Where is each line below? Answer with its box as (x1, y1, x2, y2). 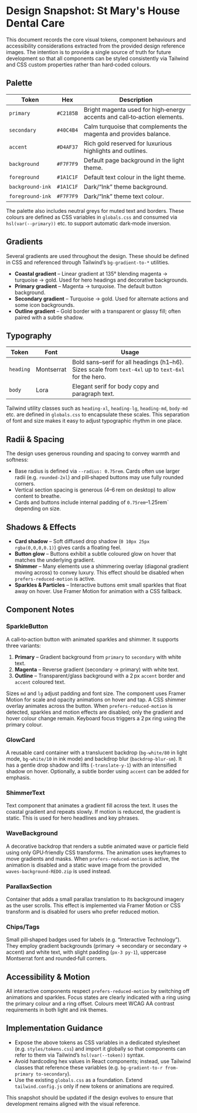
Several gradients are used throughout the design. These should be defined (6, 252, 189, 259)
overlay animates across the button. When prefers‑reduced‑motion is (6, 702, 173, 709)
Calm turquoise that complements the (83, 122, 188, 131)
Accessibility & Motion (6, 972, 90, 982)
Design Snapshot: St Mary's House (6, 4, 180, 18)
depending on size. (14, 505, 62, 512)
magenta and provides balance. (83, 129, 171, 138)
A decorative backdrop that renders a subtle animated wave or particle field (6, 843, 189, 850)
